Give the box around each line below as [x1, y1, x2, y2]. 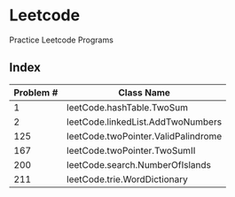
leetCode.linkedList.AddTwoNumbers [66, 116, 223, 128]
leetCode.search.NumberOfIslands [66, 158, 211, 170]
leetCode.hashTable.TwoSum [66, 101, 189, 113]
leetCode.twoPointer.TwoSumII [66, 144, 196, 156]
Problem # [13, 86, 59, 98]
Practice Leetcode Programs [9, 34, 114, 45]
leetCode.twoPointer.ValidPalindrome [66, 130, 223, 142]
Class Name [118, 86, 171, 98]
